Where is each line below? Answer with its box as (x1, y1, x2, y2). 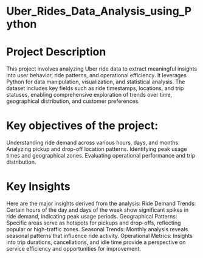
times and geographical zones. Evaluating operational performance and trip (6, 152, 196, 159)
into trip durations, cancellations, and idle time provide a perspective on (6, 239, 186, 246)
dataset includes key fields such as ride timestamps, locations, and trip (6, 85, 184, 92)
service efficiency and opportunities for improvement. (6, 245, 141, 252)
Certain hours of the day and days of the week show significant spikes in (6, 206, 189, 214)
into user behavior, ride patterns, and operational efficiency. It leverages (6, 72, 187, 79)
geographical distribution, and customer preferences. (6, 97, 140, 105)
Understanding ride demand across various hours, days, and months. (6, 139, 181, 147)
